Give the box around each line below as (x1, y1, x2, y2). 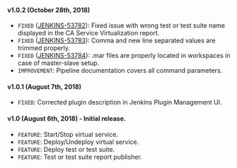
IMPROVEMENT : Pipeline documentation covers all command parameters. (17, 66, 223, 75)
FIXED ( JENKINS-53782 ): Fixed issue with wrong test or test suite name (17, 21, 226, 30)
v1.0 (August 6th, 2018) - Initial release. (7, 114, 126, 123)
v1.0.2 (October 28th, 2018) (7, 6, 91, 14)
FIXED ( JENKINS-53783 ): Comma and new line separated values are (17, 36, 216, 45)
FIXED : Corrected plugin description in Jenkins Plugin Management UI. (17, 98, 222, 107)
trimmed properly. (17, 44, 71, 52)
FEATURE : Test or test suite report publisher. (17, 152, 143, 161)
